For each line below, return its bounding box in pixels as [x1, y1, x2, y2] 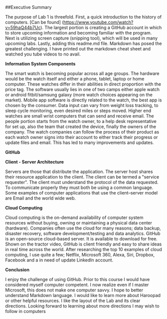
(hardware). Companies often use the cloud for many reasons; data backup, [5, 225, 161, 231]
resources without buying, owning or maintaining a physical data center [5, 220, 153, 225]
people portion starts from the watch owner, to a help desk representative [5, 118, 157, 124]
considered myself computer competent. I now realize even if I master [5, 282, 149, 287]
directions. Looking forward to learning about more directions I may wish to [5, 303, 160, 309]
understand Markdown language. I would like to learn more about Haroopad [5, 292, 161, 298]
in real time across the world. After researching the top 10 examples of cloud [5, 246, 162, 252]
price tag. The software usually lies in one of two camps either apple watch [5, 86, 160, 92]
